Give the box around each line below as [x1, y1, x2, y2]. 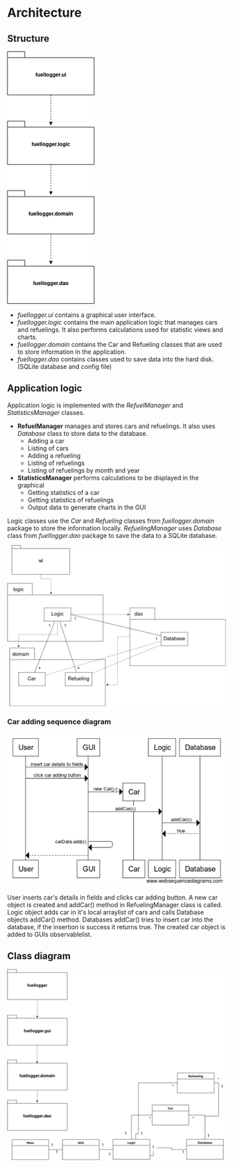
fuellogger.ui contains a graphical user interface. [17, 311, 156, 319]
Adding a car [27, 436, 64, 445]
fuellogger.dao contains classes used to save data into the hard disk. [17, 355, 214, 363]
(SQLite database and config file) [17, 363, 112, 370]
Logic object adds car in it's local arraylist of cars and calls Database [7, 908, 205, 916]
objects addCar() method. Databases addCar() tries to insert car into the [7, 915, 214, 924]
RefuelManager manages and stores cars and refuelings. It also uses [17, 422, 216, 430]
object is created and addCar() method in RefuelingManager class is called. [7, 900, 223, 908]
